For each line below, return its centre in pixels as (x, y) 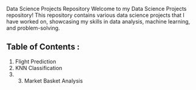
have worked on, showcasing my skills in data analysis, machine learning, (98, 21)
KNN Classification (39, 68)
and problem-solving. (33, 28)
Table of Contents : (43, 47)
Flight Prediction (35, 61)
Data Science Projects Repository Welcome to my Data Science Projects (96, 9)
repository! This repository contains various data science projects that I (96, 15)
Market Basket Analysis (53, 80)
